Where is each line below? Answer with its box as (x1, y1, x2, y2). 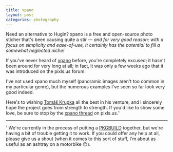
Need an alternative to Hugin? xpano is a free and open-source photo (6, 31, 153, 37)
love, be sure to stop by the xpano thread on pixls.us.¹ (6, 110, 120, 116)
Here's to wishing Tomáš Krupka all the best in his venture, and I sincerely (6, 99, 162, 105)
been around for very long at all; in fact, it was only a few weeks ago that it (6, 63, 164, 69)
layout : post (6, 12, 34, 17)
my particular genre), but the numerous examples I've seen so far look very (6, 84, 165, 90)
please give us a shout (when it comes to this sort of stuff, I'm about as (6, 136, 156, 142)
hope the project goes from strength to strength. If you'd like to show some (6, 105, 165, 111)
